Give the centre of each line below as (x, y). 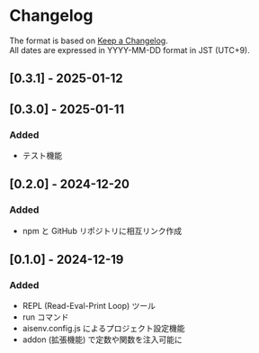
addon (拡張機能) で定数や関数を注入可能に (102, 339)
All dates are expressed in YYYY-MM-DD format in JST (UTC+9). (129, 50)
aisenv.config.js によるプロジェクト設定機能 (104, 329)
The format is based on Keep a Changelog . (89, 41)
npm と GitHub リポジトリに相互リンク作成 (102, 231)
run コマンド (45, 317)
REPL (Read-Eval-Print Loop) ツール (89, 306)
